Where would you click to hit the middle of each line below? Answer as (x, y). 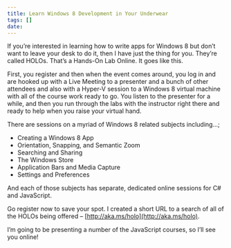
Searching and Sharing (50, 152)
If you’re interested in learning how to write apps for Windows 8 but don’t (111, 46)
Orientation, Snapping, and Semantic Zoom (78, 145)
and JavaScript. (29, 195)
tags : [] (20, 20)
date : (15, 26)
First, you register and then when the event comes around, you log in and (112, 74)
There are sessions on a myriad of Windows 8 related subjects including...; (113, 125)
